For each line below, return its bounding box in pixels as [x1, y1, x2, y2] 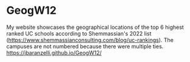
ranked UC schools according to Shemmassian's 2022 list [6, 29, 152, 37]
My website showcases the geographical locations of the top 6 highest [6, 23, 184, 31]
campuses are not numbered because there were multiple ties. [6, 43, 164, 50]
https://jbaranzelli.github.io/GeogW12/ [6, 49, 102, 56]
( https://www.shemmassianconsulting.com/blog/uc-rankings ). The [6, 36, 174, 43]
